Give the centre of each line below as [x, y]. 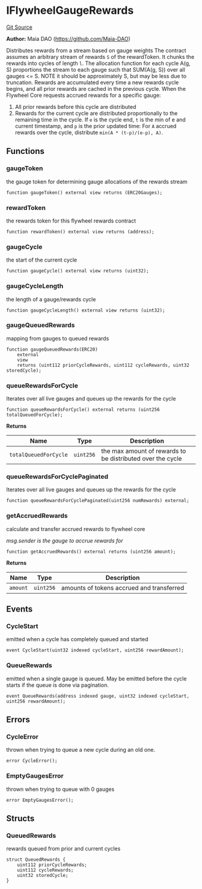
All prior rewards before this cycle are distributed [75, 106]
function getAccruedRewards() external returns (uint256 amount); [91, 552]
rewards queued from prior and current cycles [63, 849]
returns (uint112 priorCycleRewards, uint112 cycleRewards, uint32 [103, 365]
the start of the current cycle [41, 260]
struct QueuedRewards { [36, 860]
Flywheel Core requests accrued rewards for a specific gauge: [84, 95]
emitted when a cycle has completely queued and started [77, 639]
